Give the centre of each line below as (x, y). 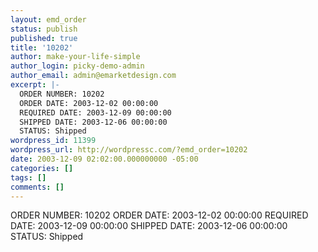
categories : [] (42, 168)
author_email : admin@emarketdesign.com (93, 76)
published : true (44, 38)
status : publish (44, 29)
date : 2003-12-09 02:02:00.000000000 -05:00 (104, 159)
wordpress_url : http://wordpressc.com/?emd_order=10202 (129, 150)
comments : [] (37, 187)
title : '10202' (42, 47)
